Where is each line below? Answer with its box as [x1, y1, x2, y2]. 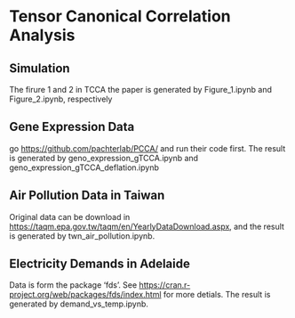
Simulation [9, 61, 70, 76]
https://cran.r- [139, 280, 191, 290]
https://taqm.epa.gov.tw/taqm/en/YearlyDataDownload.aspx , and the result [9, 221, 284, 232]
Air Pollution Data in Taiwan [9, 188, 165, 203]
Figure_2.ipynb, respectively [9, 94, 113, 104]
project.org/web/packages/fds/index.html [9, 289, 162, 300]
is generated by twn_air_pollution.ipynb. [9, 230, 155, 241]
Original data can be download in [9, 211, 131, 222]
